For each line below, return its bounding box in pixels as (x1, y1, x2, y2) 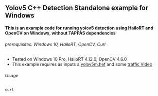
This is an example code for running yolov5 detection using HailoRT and (5, 25, 154, 31)
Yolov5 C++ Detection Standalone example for (5, 4, 148, 12)
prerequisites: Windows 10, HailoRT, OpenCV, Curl (5, 41, 106, 47)
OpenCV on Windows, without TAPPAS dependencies (5, 30, 116, 36)
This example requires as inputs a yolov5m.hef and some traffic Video (12, 62, 153, 67)
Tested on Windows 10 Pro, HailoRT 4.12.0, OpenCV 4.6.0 (12, 56, 127, 62)
